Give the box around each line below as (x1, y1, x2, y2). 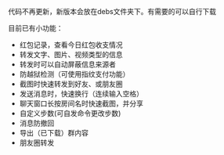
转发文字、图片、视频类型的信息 (19, 50, 123, 59)
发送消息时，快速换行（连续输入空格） (19, 89, 143, 98)
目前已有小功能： (8, 23, 63, 33)
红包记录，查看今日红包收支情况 (19, 40, 123, 49)
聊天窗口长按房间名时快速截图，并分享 (19, 99, 143, 108)
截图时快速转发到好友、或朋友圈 (19, 79, 123, 88)
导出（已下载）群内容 (19, 128, 89, 137)
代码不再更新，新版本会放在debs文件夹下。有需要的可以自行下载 (8, 7, 217, 16)
